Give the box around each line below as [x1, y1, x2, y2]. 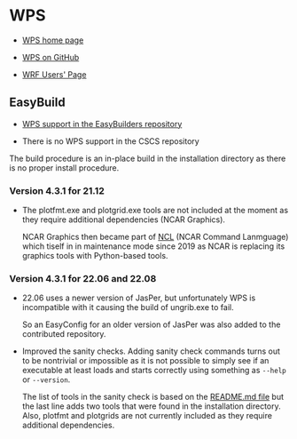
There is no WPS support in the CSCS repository [21, 135, 199, 147]
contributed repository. [21, 329, 106, 339]
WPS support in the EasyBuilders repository [21, 118, 183, 129]
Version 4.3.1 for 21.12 [9, 184, 105, 196]
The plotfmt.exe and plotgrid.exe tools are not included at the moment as [21, 205, 289, 216]
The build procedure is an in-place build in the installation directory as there [9, 153, 286, 164]
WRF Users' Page [21, 68, 87, 80]
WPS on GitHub [21, 52, 80, 62]
